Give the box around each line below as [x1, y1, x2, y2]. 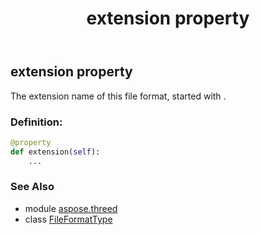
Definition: [10, 115, 63, 129]
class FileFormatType [24, 213, 113, 225]
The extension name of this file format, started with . [10, 90, 227, 102]
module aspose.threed [24, 202, 118, 214]
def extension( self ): [10, 147, 101, 157]
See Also [10, 180, 55, 194]
